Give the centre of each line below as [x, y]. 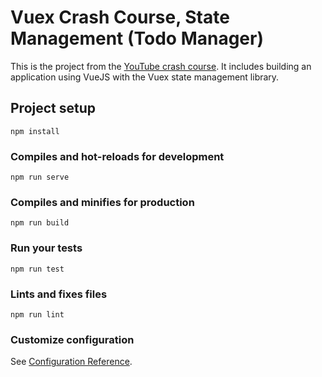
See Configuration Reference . [71, 362]
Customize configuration [72, 339]
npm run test [37, 269]
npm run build [40, 223]
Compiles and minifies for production [102, 202]
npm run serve [40, 177]
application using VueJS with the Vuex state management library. [145, 77]
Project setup [53, 108]
